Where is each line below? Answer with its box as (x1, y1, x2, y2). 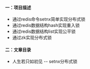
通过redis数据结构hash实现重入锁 (12, 23, 80, 28)
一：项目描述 (5, 4, 31, 10)
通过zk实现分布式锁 (12, 35, 52, 41)
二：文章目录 (5, 46, 31, 52)
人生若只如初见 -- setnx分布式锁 (12, 59, 78, 65)
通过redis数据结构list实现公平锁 (12, 28, 76, 34)
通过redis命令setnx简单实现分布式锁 (12, 16, 86, 22)
